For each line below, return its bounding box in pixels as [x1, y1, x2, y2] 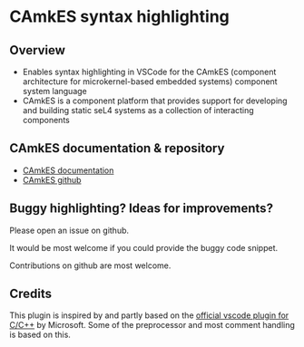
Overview [9, 43, 66, 58]
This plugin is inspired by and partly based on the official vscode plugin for [9, 310, 289, 321]
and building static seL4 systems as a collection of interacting [22, 105, 254, 115]
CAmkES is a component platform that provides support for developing [22, 95, 288, 106]
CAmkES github [22, 174, 82, 185]
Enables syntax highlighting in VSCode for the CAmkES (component [22, 66, 277, 77]
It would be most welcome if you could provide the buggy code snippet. [9, 242, 279, 253]
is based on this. [9, 329, 71, 341]
